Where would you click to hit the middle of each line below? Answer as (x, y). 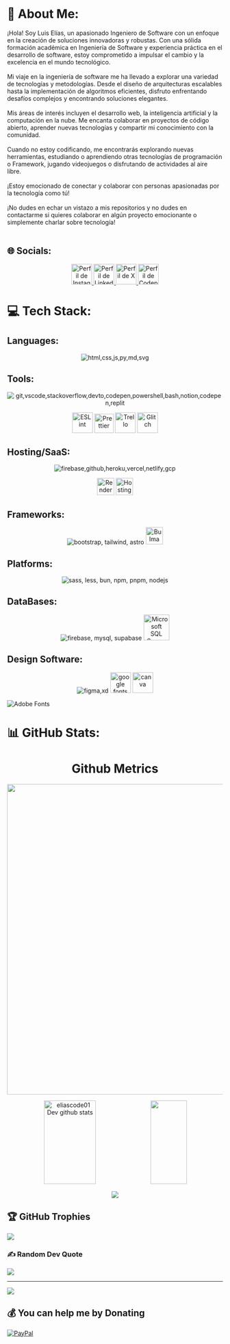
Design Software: (45, 659)
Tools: (21, 379)
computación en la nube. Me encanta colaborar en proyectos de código (108, 120)
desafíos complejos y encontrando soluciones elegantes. (88, 98)
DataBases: (32, 602)
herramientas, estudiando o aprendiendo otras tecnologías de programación (115, 156)
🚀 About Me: (43, 14)
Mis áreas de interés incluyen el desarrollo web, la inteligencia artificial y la (112, 113)
